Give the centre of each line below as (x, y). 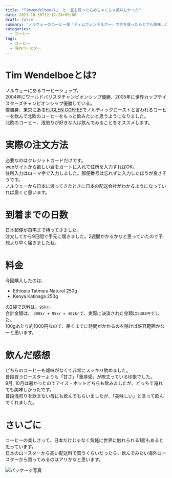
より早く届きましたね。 (34, 243)
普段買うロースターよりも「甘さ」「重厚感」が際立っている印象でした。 (80, 377)
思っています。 (21, 447)
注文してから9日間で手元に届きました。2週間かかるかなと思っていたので (82, 236)
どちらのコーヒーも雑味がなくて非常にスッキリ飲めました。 (68, 370)
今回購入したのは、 (26, 281)
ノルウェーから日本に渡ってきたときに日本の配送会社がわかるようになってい (86, 186)
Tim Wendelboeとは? (51, 75)
